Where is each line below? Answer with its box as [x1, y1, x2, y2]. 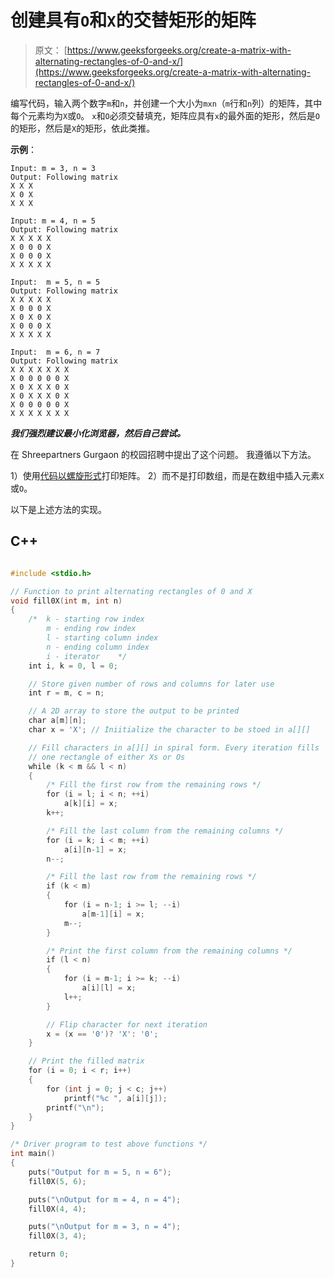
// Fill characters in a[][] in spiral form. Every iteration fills [28, 742, 320, 753]
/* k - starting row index [28, 614, 145, 625]
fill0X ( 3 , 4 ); [28, 1231, 87, 1241]
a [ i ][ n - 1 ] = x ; [63, 844, 128, 855]
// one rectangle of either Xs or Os [28, 752, 186, 762]
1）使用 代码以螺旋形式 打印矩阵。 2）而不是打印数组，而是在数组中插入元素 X [10, 469, 325, 481]
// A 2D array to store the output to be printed [28, 706, 240, 716]
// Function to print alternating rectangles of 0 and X [10, 586, 253, 596]
